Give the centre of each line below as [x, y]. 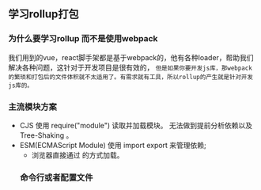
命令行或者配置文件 [56, 177]
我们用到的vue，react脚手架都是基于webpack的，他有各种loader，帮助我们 [131, 57]
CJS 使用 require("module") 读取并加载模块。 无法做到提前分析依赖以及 [136, 125]
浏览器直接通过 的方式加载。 [78, 155]
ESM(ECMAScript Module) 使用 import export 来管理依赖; [113, 145]
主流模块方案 [33, 107]
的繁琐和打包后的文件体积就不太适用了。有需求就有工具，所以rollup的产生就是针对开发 [130, 77]
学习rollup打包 [43, 14]
